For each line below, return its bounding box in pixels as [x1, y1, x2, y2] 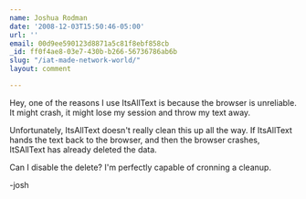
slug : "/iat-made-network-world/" [9, 56, 142, 65]
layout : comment [9, 65, 71, 74]
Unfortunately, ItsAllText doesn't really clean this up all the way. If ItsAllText [9, 124, 292, 135]
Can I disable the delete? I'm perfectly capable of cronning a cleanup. [9, 162, 272, 173]
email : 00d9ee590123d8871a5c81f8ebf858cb [9, 38, 170, 48]
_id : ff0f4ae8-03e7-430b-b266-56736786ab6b [9, 47, 178, 57]
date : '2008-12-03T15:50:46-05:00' [9, 22, 145, 31]
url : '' [9, 30, 39, 39]
